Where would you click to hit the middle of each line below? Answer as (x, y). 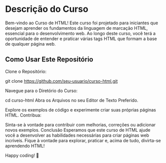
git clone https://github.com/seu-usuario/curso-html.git (62, 81)
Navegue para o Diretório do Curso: (41, 91)
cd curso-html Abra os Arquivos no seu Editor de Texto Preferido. (72, 100)
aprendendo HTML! (25, 146)
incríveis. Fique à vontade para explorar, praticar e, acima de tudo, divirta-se (83, 140)
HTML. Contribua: (23, 115)
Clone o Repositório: (26, 71)
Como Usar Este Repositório (49, 60)
